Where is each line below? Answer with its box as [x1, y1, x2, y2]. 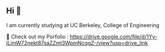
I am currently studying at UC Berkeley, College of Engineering [6, 21, 160, 28]
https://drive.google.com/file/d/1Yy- [69, 33, 158, 40]
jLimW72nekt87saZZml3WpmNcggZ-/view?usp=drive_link [6, 39, 148, 46]
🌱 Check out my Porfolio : [6, 33, 69, 40]
